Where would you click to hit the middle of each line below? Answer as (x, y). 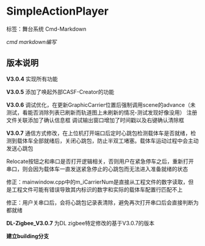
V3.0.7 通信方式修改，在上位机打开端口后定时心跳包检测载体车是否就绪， (99, 133)
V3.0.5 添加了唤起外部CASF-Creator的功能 (60, 92)
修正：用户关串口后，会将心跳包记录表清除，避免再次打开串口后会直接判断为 (103, 202)
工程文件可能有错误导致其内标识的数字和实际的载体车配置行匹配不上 (97, 189)
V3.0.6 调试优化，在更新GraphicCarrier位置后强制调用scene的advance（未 (101, 104)
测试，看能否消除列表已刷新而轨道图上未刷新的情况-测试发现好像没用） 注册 (102, 112)
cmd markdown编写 (31, 42)
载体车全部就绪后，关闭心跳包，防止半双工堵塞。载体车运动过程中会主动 (108, 140)
